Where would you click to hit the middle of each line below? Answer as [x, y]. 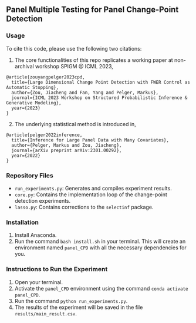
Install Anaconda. [36, 235]
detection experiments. [43, 200]
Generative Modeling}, [34, 103]
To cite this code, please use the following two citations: [74, 48]
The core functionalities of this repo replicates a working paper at [94, 60]
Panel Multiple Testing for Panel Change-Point [92, 10]
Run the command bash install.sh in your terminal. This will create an [100, 242]
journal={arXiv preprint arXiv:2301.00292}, [67, 150]
